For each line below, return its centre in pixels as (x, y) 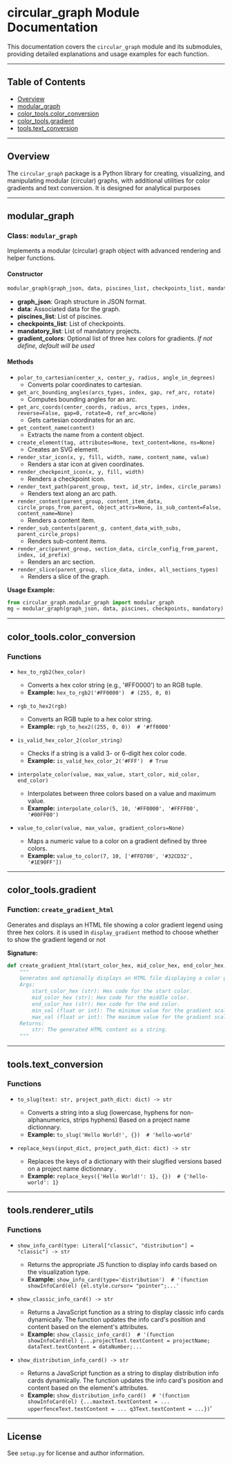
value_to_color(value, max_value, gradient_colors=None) (101, 828)
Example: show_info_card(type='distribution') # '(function (118, 1279)
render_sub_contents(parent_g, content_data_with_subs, (99, 528)
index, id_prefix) (43, 555)
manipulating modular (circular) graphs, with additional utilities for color (109, 180)
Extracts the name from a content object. (86, 434)
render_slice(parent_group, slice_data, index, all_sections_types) (118, 569)
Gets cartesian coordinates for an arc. (81, 420)
